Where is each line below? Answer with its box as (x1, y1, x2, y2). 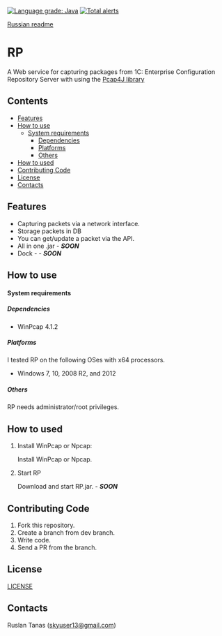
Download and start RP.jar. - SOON (17, 482, 118, 491)
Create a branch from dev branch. (17, 528, 116, 537)
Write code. (17, 536, 51, 545)
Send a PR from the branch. (17, 543, 97, 552)
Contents (7, 95, 49, 108)
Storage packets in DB (17, 227, 82, 235)
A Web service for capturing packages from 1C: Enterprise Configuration (7, 67, 216, 76)
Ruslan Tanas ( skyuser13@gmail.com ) (7, 621, 116, 629)
